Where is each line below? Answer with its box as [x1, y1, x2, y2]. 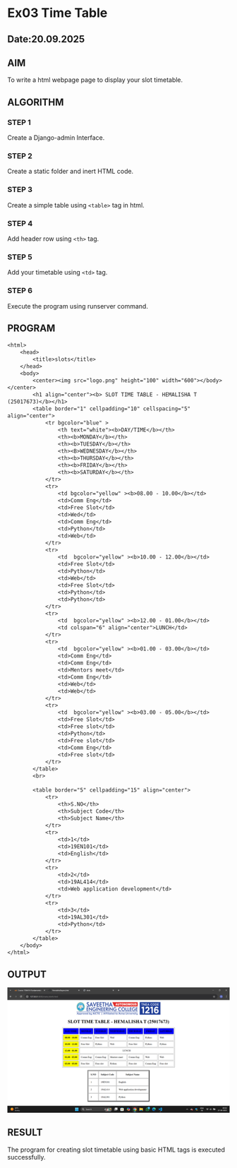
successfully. [7, 1152, 46, 1161]
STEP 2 [7, 151, 33, 160]
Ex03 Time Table [7, 5, 108, 21]
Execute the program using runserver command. [7, 302, 148, 310]
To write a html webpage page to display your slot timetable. [7, 76, 183, 84]
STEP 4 [7, 218, 33, 228]
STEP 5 [7, 252, 33, 262]
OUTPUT [7, 968, 47, 980]
